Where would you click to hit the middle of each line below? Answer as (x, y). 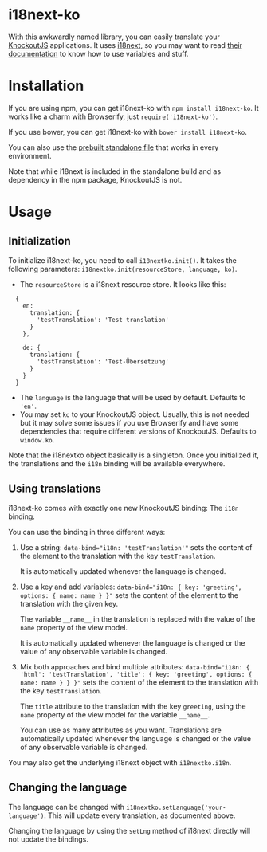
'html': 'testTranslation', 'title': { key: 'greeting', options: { (136, 674)
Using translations (55, 489)
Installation (46, 86)
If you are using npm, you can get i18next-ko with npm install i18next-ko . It (133, 108)
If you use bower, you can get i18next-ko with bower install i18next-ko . (128, 132)
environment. (30, 155)
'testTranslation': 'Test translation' (103, 320)
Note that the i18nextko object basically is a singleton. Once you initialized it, (133, 455)
